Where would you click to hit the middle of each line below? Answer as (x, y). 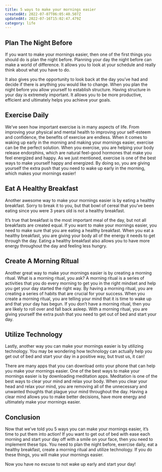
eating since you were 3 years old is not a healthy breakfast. (65, 211)
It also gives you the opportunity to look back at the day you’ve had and (76, 79)
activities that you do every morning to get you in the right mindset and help (81, 283)
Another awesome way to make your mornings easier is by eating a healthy (80, 200)
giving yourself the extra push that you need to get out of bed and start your (81, 314)
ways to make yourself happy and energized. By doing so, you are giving (77, 163)
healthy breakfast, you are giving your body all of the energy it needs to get (80, 236)
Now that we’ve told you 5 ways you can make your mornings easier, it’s (77, 429)
